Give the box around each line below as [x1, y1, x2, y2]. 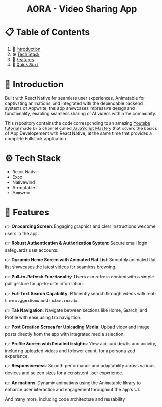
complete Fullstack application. [5, 136, 68, 142]
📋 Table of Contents [5, 27, 90, 38]
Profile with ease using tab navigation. [5, 314, 82, 320]
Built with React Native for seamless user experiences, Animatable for [5, 95, 145, 101]
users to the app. [5, 230, 39, 236]
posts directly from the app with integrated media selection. [5, 331, 125, 337]
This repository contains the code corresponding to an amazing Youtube [5, 120, 151, 126]
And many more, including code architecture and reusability [5, 396, 125, 402]
